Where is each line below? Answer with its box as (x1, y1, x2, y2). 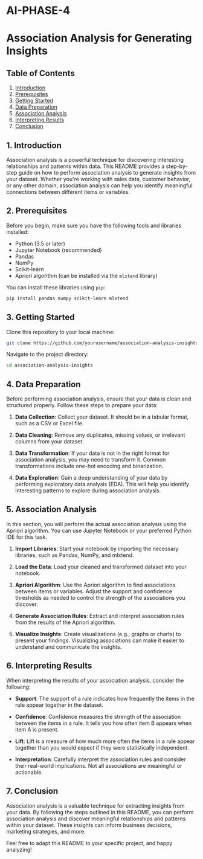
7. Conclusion (6, 786, 59, 796)
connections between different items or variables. (6, 188, 130, 195)
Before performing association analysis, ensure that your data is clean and (6, 395, 192, 402)
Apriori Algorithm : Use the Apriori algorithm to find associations (14, 581, 176, 588)
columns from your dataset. (14, 438, 85, 445)
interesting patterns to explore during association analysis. (14, 487, 161, 494)
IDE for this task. (6, 533, 47, 541)
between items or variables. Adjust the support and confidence (14, 587, 173, 595)
